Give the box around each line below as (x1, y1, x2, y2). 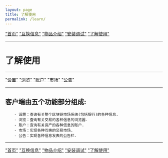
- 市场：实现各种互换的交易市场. (14, 128, 73, 133)
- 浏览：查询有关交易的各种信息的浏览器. (14, 118, 88, 123)
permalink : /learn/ (5, 16, 46, 21)
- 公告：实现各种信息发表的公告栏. (14, 133, 77, 139)
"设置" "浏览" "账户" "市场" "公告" (5, 77, 74, 83)
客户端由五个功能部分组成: (5, 98, 86, 106)
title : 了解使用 (5, 12, 36, 17)
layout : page (5, 7, 32, 12)
